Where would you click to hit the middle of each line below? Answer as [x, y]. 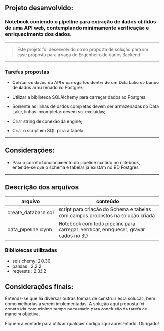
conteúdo [107, 201]
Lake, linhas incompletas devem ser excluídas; [59, 111]
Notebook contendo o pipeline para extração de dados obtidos [81, 22]
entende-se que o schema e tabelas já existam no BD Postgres [75, 167]
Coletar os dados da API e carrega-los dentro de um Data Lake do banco [85, 82]
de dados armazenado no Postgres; [48, 87]
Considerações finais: [39, 287]
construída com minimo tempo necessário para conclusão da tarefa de [76, 309]
